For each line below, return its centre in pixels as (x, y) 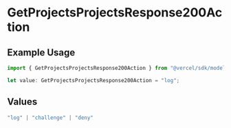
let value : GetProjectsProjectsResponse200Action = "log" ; (93, 80)
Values (22, 102)
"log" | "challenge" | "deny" (51, 118)
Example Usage (41, 52)
